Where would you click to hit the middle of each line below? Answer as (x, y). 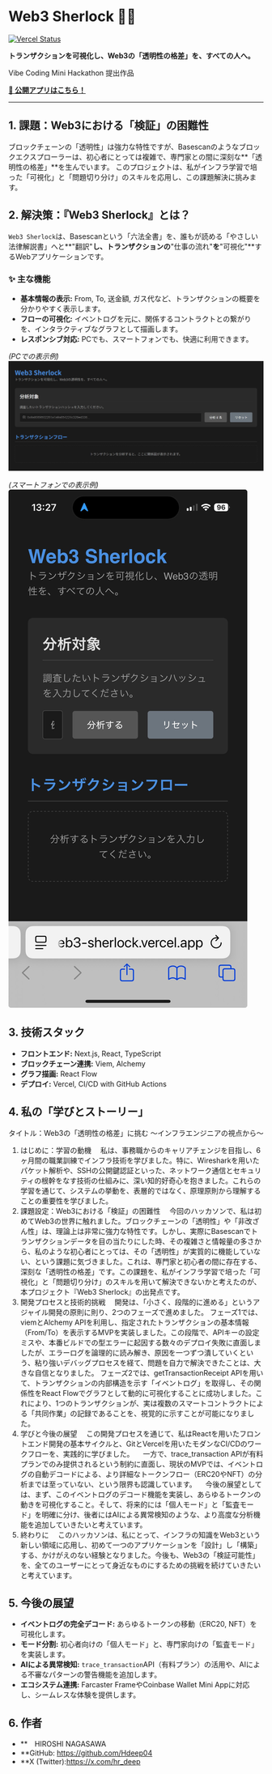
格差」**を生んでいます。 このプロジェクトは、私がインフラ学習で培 (143, 167)
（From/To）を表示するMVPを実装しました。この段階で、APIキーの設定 (140, 1332)
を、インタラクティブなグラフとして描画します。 (101, 329)
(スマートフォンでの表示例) (53, 484)
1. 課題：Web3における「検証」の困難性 (108, 126)
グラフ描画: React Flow (59, 1074)
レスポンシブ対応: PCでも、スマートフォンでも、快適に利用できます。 (136, 338)
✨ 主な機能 (30, 279)
